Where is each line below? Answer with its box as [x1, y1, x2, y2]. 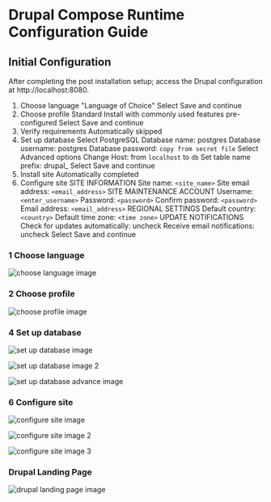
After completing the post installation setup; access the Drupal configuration [8, 77, 263, 86]
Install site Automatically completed [19, 170, 139, 179]
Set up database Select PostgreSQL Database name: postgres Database [19, 135, 261, 145]
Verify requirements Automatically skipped [19, 127, 163, 136]
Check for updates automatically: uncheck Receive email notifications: [19, 221, 255, 230]
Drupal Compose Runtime [8, 6, 185, 24]
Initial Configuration [8, 55, 112, 69]
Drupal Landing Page [8, 466, 92, 478]
